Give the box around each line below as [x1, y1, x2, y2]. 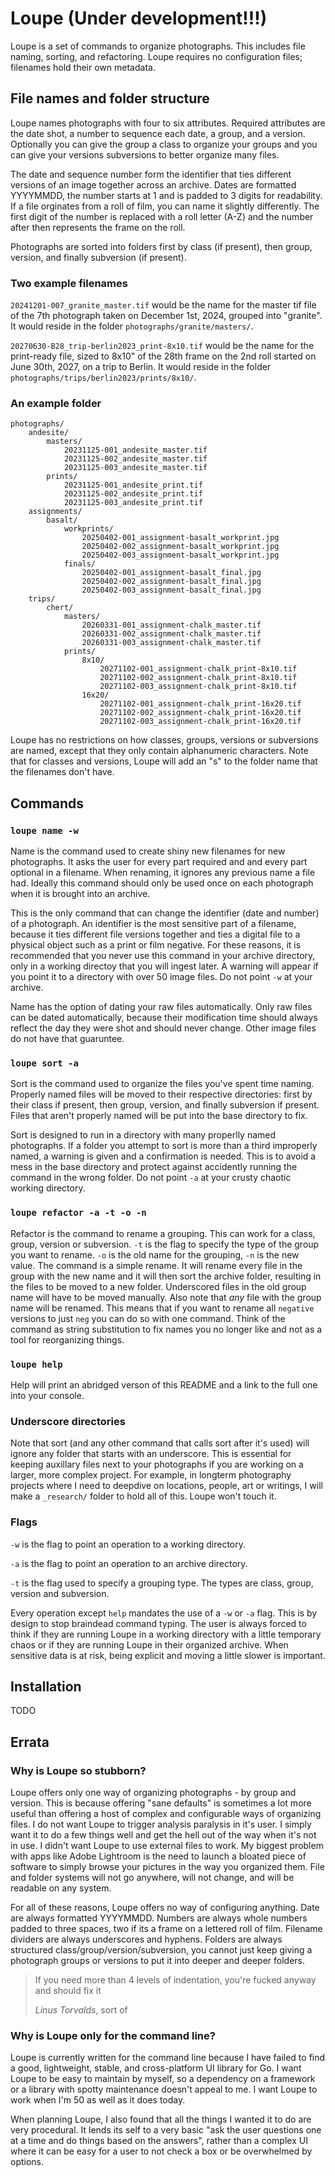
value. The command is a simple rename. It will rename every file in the [10, 1259, 303, 1271]
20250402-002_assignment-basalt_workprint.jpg [81, 542, 280, 552]
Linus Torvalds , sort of [34, 2004, 128, 2016]
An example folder [10, 396, 102, 410]
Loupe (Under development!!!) [10, 7, 268, 30]
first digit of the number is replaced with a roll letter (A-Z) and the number [10, 210, 314, 222]
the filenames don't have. [10, 766, 115, 778]
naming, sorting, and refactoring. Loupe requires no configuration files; [10, 50, 303, 62]
